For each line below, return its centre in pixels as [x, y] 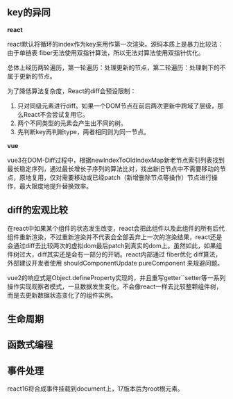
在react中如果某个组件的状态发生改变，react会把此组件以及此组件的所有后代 [116, 228]
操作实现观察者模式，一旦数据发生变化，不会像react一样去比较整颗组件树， [115, 286]
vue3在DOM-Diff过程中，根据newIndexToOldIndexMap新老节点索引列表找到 [116, 160]
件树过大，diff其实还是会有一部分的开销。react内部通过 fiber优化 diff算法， [114, 254]
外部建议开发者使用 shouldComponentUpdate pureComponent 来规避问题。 [115, 263]
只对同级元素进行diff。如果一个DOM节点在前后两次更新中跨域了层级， [118, 106]
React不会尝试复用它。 [56, 114]
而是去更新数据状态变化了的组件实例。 [62, 295]
